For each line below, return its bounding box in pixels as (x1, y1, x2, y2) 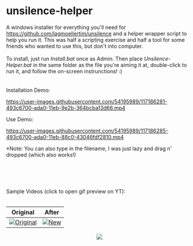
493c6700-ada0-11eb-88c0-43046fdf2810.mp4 (6, 133, 124, 140)
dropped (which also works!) (6, 151, 76, 158)
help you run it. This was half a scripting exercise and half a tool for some (6, 36, 185, 43)
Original (11, 208, 34, 216)
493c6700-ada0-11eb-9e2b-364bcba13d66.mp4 (6, 104, 126, 111)
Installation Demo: (6, 86, 50, 93)
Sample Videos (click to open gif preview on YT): (6, 187, 126, 195)
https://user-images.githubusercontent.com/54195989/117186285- (6, 127, 169, 134)
